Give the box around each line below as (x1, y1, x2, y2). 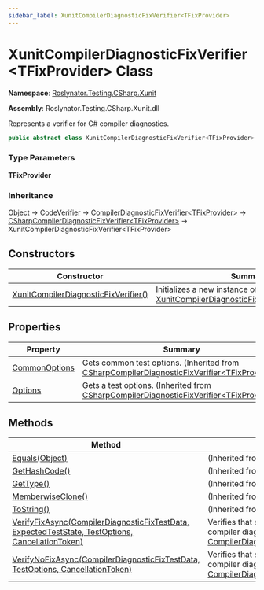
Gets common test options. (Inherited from (82, 357, 240, 368)
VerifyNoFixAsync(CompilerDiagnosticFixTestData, (12, 554, 200, 565)
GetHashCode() (12, 466, 71, 477)
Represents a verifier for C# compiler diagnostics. (8, 119, 170, 128)
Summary (163, 344, 200, 355)
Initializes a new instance (156, 284, 248, 295)
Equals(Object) (12, 453, 68, 464)
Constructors (8, 247, 75, 260)
